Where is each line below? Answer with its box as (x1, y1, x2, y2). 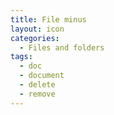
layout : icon (10, 24, 65, 34)
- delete (19, 80, 56, 90)
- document (19, 71, 65, 81)
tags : (10, 52, 33, 62)
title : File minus (10, 14, 87, 25)
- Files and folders (19, 42, 105, 53)
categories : (10, 33, 60, 43)
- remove (19, 89, 56, 99)
